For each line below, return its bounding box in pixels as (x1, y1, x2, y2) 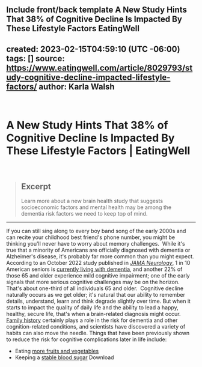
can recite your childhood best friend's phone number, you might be (6, 234, 176, 241)
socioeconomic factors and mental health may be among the (20, 204, 172, 211)
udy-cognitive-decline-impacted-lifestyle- (6, 72, 171, 82)
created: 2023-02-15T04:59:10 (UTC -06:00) (6, 44, 180, 54)
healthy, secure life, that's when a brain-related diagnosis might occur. (6, 310, 181, 317)
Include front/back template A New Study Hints (6, 5, 188, 15)
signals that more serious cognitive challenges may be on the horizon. (6, 278, 180, 285)
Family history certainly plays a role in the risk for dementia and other (6, 317, 178, 324)
